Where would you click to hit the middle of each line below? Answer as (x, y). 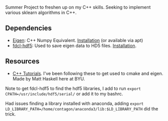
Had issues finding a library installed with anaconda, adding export (74, 103)
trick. (11, 114)
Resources (22, 61)
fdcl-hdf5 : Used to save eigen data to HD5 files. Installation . (74, 45)
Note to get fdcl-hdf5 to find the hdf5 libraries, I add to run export (73, 88)
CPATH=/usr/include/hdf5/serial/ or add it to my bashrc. (64, 93)
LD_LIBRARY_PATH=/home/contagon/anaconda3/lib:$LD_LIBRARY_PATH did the (82, 108)
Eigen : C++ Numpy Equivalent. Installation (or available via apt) (78, 40)
